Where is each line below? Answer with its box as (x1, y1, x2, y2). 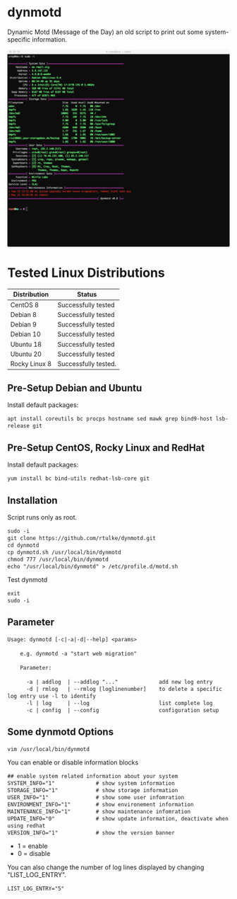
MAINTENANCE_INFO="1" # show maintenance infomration (7, 808, 191, 815)
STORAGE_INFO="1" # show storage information (7, 786, 178, 794)
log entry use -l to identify (7, 692, 97, 699)
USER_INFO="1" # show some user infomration (7, 794, 185, 801)
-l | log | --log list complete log (25, 699, 213, 706)
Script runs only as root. (7, 513, 78, 521)
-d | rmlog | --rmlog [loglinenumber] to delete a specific (25, 685, 222, 692)
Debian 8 (10, 310, 37, 319)
